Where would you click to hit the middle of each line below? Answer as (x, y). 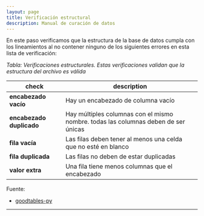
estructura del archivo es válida (46, 72)
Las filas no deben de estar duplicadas (121, 157)
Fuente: (16, 189)
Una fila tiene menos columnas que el (119, 166)
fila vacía (23, 143)
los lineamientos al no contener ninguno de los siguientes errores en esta (98, 47)
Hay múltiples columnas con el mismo (119, 114)
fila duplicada (29, 157)
